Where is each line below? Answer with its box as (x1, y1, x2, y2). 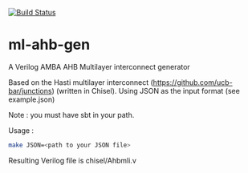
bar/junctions (8, 86, 52, 95)
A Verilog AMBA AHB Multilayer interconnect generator (8, 62, 190, 71)
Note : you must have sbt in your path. (8, 110, 135, 119)
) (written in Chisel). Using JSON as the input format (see (51, 86, 241, 95)
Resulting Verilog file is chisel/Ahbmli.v (8, 155, 136, 165)
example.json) (8, 95, 55, 104)
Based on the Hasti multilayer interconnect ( (8, 77, 154, 87)
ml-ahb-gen (8, 36, 91, 54)
